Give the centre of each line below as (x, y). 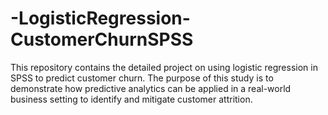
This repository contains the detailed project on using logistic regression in (164, 67)
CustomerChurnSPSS (102, 39)
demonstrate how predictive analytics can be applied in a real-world (151, 88)
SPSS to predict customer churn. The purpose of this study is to (142, 78)
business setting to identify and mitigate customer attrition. (131, 99)
